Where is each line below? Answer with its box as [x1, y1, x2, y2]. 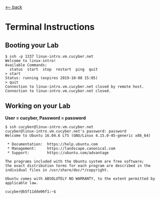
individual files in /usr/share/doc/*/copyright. [5, 167, 109, 172]
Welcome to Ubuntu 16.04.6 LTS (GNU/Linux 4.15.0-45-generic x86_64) [5, 133, 151, 138]
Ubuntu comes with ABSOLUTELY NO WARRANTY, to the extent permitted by [5, 176, 155, 181]
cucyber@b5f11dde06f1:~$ [5, 189, 56, 194]
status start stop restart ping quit [9, 67, 98, 72]
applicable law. [5, 180, 38, 185]
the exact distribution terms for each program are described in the [5, 163, 151, 168]
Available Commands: [5, 63, 48, 67]
